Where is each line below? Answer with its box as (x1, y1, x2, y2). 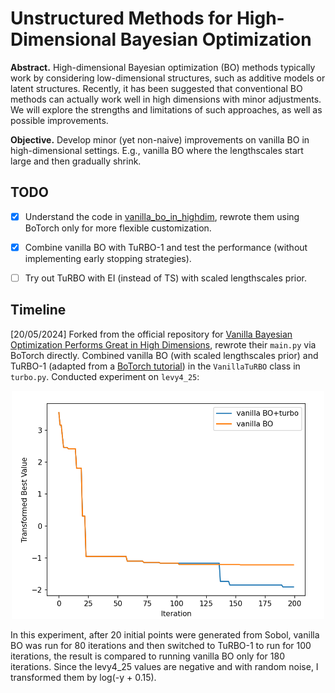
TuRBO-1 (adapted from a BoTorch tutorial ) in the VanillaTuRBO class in (10, 360, 301, 372)
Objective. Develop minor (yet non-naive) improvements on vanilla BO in (10, 133, 310, 146)
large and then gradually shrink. (10, 155, 142, 167)
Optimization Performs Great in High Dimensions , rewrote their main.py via (10, 338, 317, 351)
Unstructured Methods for (10, 7, 233, 30)
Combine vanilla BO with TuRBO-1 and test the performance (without (24, 241, 308, 253)
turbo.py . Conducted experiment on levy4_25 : (10, 370, 200, 382)
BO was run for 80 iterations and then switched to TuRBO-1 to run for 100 (10, 640, 312, 652)
